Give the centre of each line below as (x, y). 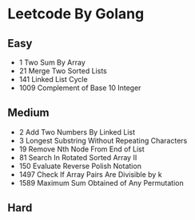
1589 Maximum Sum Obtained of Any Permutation (101, 183)
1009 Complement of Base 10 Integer (80, 88)
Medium (28, 113)
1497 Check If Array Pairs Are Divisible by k (90, 174)
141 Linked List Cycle (54, 79)
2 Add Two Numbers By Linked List (77, 132)
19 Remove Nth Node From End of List (82, 149)
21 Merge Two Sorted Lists (63, 71)
